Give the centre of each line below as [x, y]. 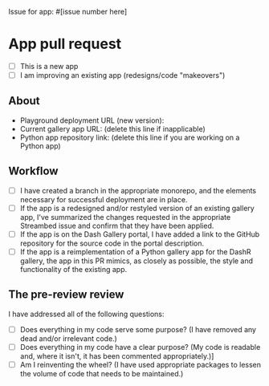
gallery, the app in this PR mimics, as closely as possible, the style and [137, 261]
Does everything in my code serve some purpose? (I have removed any [138, 329]
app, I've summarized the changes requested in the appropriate [125, 217]
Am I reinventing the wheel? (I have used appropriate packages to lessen [141, 364]
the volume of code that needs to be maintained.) [102, 373]
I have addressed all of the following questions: [86, 314]
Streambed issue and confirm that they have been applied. [117, 226]
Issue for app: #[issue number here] [68, 12]
